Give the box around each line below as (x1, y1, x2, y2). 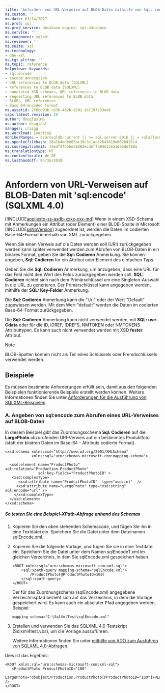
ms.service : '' (5, 30, 36, 35)
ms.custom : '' (5, 12, 34, 17)
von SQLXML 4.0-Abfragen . (12, 643, 69, 649)
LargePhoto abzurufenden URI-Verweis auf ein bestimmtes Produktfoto (5, 434, 150, 440)
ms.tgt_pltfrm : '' (5, 57, 43, 62)
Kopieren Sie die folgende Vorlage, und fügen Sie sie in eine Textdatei (12, 543, 154, 549)
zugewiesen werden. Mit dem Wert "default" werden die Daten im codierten (5, 302, 159, 308)
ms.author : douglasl (5, 121, 48, 126)
